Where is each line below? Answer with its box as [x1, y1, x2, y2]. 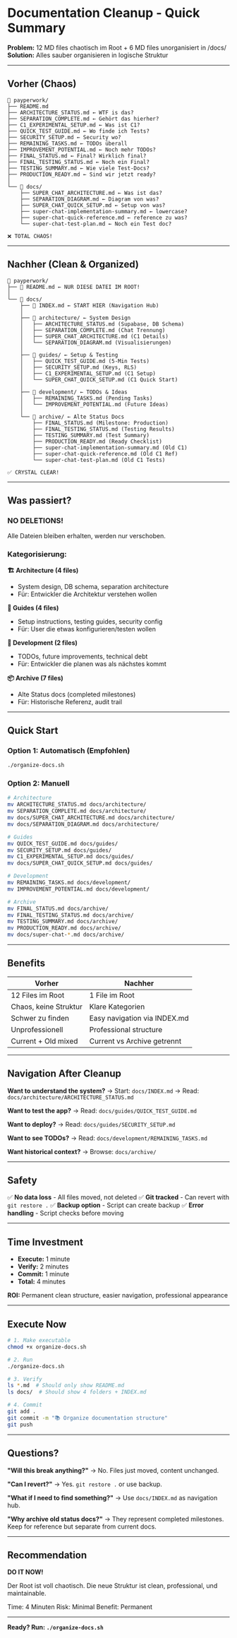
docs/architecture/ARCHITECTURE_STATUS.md [7, 1093, 134, 1101]
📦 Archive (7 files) [7, 673, 63, 682]
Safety [7, 1175, 37, 1187]
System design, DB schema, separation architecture [17, 582, 169, 590]
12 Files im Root [11, 990, 65, 1000]
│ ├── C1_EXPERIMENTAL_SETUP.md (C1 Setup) [20, 369, 157, 377]
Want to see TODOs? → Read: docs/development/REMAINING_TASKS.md [7, 1134, 208, 1142]
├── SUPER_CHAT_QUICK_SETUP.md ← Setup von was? [20, 201, 166, 209]
